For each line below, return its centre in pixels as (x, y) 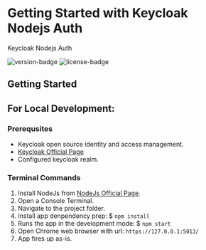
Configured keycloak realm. (58, 160)
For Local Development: (61, 108)
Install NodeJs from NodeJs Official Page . (79, 193)
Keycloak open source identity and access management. (101, 145)
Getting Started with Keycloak (98, 13)
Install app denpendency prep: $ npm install (83, 216)
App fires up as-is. (45, 239)
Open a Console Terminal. (56, 201)
